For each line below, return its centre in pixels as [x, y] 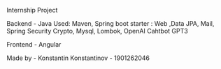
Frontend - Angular [34, 44]
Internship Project [32, 10]
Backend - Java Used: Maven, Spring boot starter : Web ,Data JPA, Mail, [110, 23]
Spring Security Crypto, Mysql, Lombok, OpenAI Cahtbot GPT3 [97, 31]
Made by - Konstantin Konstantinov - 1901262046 [78, 58]
